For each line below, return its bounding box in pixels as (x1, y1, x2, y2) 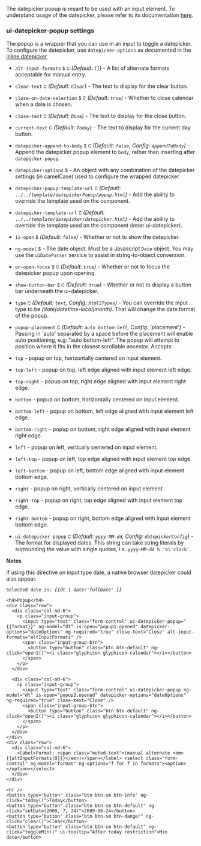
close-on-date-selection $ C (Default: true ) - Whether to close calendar (14, 94, 194, 102)
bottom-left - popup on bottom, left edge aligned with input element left (14, 407, 194, 415)
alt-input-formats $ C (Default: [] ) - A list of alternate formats (14, 64, 170, 72)
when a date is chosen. (14, 100, 73, 108)
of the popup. (14, 312, 49, 320)
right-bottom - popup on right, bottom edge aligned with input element (14, 514, 191, 522)
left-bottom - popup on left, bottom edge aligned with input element (14, 467, 185, 474)
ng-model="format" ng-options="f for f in (30, 761, 138, 767)
